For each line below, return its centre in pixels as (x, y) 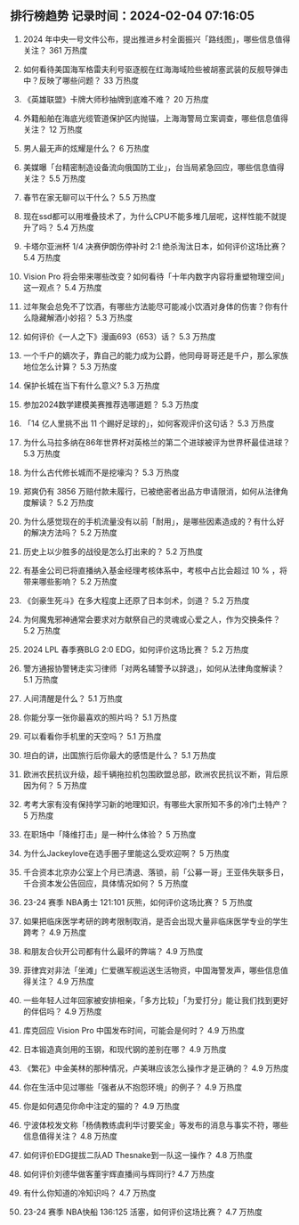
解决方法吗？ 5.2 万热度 (74, 532)
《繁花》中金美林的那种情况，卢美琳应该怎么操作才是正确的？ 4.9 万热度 (156, 1068)
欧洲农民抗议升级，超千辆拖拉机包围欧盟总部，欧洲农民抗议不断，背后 (152, 774)
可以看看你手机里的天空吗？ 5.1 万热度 (93, 736)
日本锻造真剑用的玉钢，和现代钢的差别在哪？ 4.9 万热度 (125, 1049)
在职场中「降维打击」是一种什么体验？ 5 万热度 (109, 834)
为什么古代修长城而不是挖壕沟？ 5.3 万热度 (101, 472)
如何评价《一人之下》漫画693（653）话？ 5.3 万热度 (119, 336)
